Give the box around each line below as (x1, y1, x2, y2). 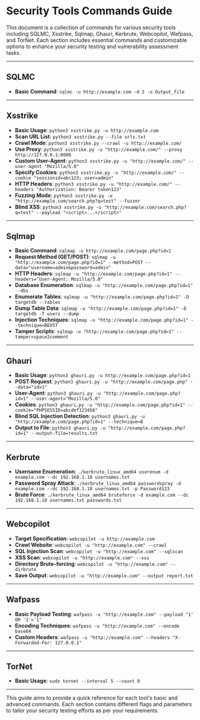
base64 (14, 628, 32, 634)
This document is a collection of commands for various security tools (6, 24, 176, 31)
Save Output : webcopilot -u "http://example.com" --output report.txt (14, 572, 193, 579)
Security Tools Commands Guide (6, 4, 173, 18)
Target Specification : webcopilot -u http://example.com (14, 535, 155, 542)
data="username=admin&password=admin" (14, 265, 111, 271)
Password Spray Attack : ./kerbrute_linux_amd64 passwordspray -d (14, 479, 182, 487)
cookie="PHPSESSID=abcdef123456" (14, 407, 98, 413)
